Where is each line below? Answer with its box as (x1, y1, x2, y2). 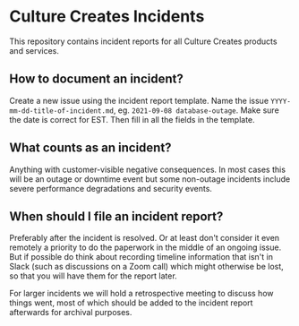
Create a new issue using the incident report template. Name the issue (9, 95, 269, 106)
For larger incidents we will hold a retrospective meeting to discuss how (9, 288, 274, 299)
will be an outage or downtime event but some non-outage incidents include (9, 173, 291, 184)
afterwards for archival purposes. (9, 307, 132, 318)
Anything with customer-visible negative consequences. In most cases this (9, 164, 286, 175)
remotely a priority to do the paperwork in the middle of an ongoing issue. (9, 242, 282, 253)
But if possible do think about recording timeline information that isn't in (9, 252, 273, 262)
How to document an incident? (9, 72, 184, 87)
